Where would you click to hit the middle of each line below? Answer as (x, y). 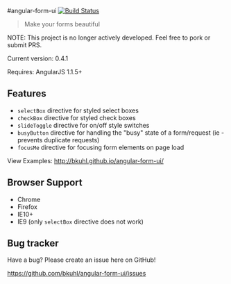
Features (27, 94)
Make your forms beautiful (62, 24)
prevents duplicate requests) (58, 140)
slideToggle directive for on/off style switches (83, 125)
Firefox (27, 207)
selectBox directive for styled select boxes (78, 110)
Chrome (29, 199)
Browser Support (45, 183)
